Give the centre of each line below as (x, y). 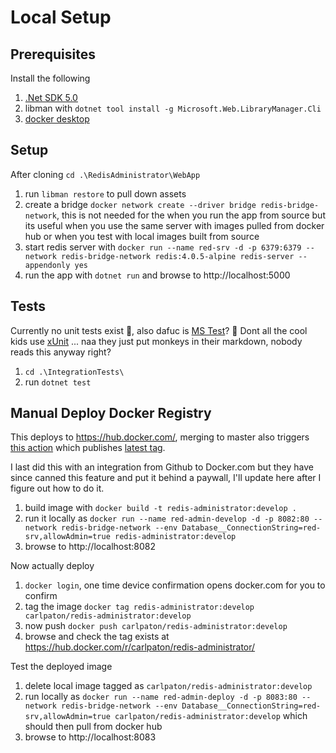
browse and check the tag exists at (97, 637)
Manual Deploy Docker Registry (111, 413)
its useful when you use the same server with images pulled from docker (174, 225)
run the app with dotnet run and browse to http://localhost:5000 (157, 275)
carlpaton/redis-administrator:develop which (211, 716)
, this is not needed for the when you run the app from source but (191, 215)
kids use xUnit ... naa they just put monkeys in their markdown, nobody (156, 341)
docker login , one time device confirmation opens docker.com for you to (175, 585)
